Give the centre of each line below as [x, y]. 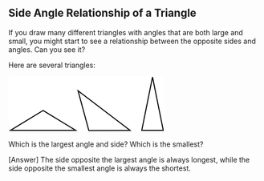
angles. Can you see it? [47, 49]
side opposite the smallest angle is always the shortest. [100, 168]
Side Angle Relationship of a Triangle [102, 13]
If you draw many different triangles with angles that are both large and [126, 32]
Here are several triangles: [52, 65]
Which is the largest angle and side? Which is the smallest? [106, 144]
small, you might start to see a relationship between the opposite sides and [132, 41]
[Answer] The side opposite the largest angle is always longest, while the [129, 159]
